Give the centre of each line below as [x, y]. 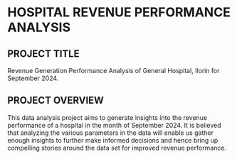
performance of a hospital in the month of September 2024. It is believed [115, 125]
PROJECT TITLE [43, 54]
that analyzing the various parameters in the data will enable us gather [110, 133]
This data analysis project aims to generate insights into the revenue [107, 117]
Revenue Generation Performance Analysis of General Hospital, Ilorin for [114, 71]
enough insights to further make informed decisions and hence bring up [113, 140]
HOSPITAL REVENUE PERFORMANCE [119, 12]
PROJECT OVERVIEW [56, 100]
